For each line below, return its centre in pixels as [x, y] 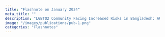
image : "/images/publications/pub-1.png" [48, 23]
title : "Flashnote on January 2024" [42, 9]
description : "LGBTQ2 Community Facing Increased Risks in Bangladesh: [80, 18]
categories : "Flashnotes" [31, 27]
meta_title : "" [21, 14]
